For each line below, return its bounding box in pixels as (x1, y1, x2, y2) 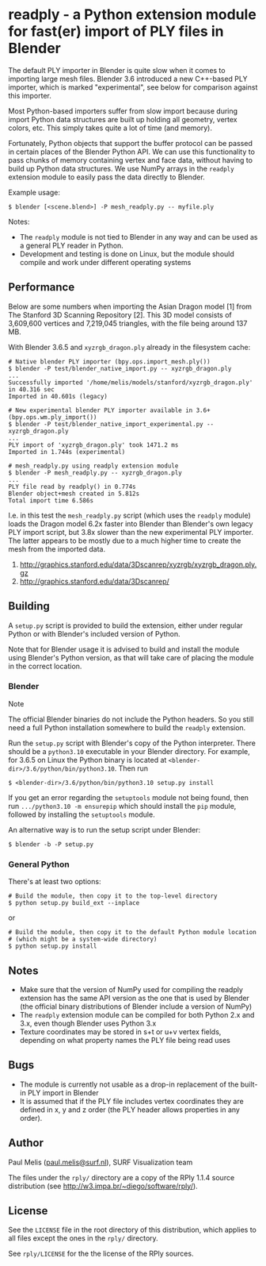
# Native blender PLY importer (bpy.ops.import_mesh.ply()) (8, 357, 211, 366)
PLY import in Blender (27, 1087, 99, 1097)
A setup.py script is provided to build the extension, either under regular (8, 621, 243, 630)
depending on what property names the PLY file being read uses (19, 1035, 231, 1045)
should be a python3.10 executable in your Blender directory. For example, (8, 746, 251, 756)
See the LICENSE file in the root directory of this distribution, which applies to (8, 1225, 257, 1235)
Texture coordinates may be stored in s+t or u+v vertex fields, (19, 1026, 222, 1037)
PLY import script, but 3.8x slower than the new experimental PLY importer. (8, 527, 253, 537)
